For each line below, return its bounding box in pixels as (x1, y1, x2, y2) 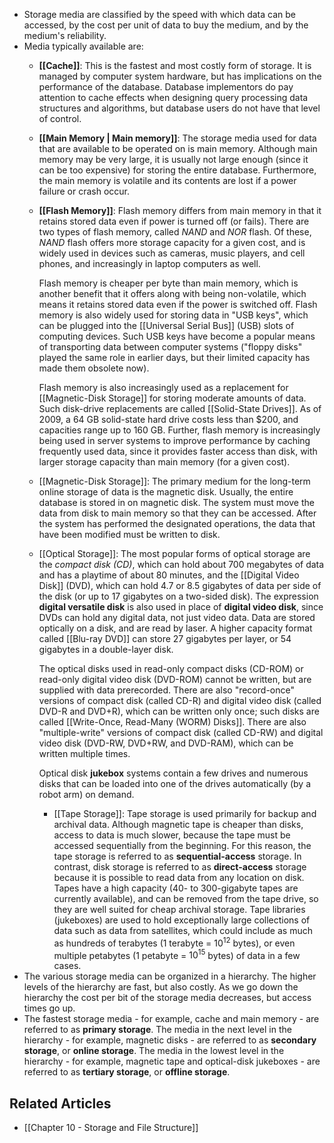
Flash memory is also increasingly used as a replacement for (38, 382, 289, 393)
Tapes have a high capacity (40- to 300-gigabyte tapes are (53, 882, 299, 894)
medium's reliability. (23, 30, 107, 41)
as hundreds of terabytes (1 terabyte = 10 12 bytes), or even (53, 935, 296, 949)
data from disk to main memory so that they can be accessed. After (38, 507, 317, 519)
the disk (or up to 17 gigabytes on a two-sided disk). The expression (38, 590, 319, 602)
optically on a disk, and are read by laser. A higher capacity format (38, 622, 313, 634)
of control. (38, 113, 82, 124)
